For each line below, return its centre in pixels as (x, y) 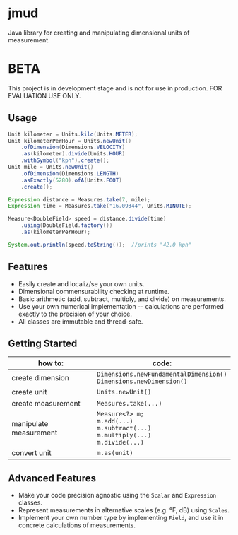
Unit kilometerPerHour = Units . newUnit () (70, 141)
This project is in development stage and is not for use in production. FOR (115, 88)
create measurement (46, 404)
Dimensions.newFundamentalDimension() (162, 375)
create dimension (40, 378)
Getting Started (43, 344)
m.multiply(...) (124, 435)
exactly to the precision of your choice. (75, 314)
